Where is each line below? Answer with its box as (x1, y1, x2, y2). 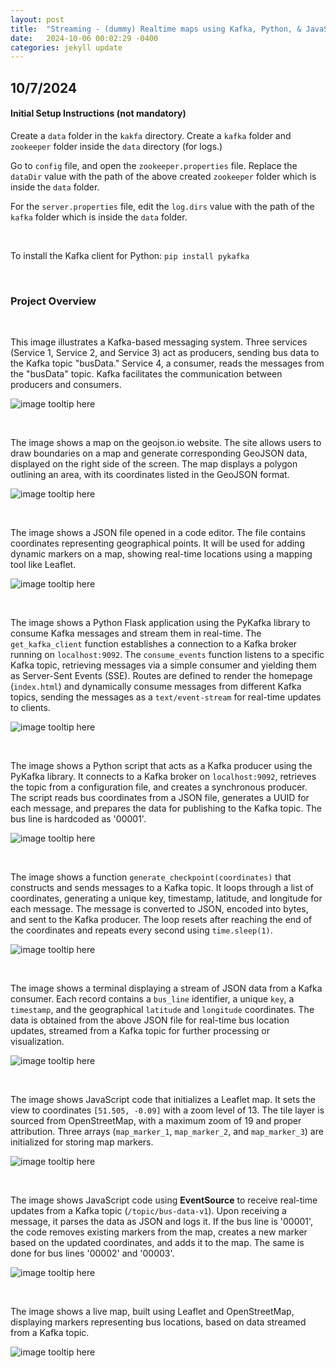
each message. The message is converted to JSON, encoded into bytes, (10, 903, 309, 915)
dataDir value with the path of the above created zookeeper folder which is (10, 170, 317, 182)
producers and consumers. (10, 379, 122, 391)
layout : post (10, 14, 65, 25)
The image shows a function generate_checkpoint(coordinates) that (10, 871, 292, 883)
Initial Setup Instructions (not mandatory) (10, 107, 187, 120)
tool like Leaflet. (10, 559, 77, 571)
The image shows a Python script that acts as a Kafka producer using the (10, 760, 313, 772)
